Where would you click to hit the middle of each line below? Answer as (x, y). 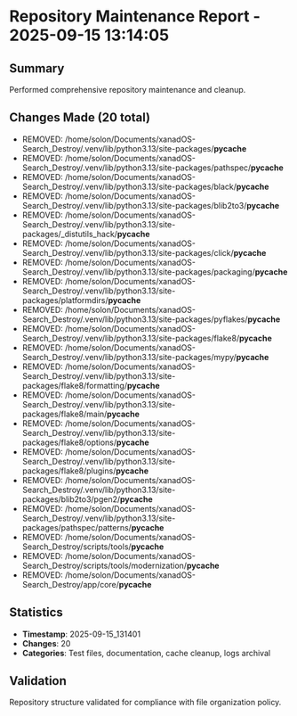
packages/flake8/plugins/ (69, 471)
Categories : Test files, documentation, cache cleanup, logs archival (146, 653)
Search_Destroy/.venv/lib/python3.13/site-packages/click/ (128, 252)
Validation (38, 681)
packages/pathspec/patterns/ (76, 527)
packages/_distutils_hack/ (70, 234)
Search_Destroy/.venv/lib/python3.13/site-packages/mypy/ (129, 357)
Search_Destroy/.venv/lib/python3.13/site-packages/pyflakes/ (135, 319)
